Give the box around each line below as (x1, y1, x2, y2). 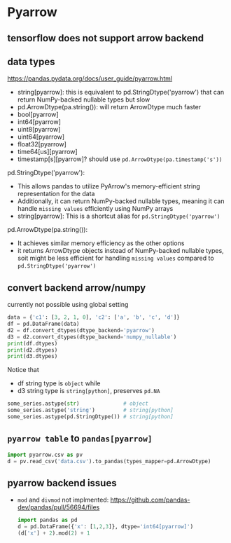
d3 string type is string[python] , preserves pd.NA (17, 387, 160, 395)
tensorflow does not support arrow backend (7, 32, 204, 44)
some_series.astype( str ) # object (7, 400, 149, 407)
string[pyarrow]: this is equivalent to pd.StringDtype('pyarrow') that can (17, 88, 225, 97)
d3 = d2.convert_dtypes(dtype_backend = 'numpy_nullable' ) (7, 334, 177, 341)
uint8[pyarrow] (17, 125, 61, 134)
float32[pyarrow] (17, 140, 66, 149)
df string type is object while (17, 379, 101, 387)
